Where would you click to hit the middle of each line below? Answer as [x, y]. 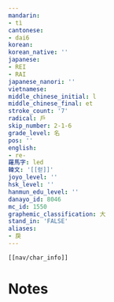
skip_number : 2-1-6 [40, 126]
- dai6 [19, 38]
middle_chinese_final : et [50, 104]
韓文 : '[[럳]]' [31, 170]
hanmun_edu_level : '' [44, 192]
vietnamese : [28, 89]
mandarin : [24, 15]
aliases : [22, 229]
